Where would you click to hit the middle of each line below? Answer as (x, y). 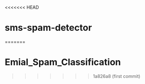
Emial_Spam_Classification (63, 62)
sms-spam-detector (48, 28)
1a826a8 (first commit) (117, 76)
